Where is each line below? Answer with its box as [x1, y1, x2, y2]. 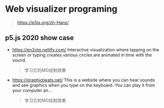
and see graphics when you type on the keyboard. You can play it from [12, 82, 155, 88]
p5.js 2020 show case [5, 34, 74, 42]
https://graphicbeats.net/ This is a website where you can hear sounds [12, 77, 155, 83]
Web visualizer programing [5, 3, 117, 15]
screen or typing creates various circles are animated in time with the [12, 52, 152, 58]
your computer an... [12, 87, 52, 93]
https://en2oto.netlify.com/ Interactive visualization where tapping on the [12, 46, 160, 52]
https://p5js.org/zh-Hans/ [17, 20, 69, 25]
